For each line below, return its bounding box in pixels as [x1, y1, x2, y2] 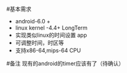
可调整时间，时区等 [15, 39, 64, 46]
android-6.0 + [15, 18, 51, 25]
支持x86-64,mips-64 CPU [15, 47, 81, 54]
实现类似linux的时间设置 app [15, 31, 87, 39]
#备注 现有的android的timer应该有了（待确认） [6, 60, 125, 67]
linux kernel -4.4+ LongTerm [15, 24, 88, 31]
